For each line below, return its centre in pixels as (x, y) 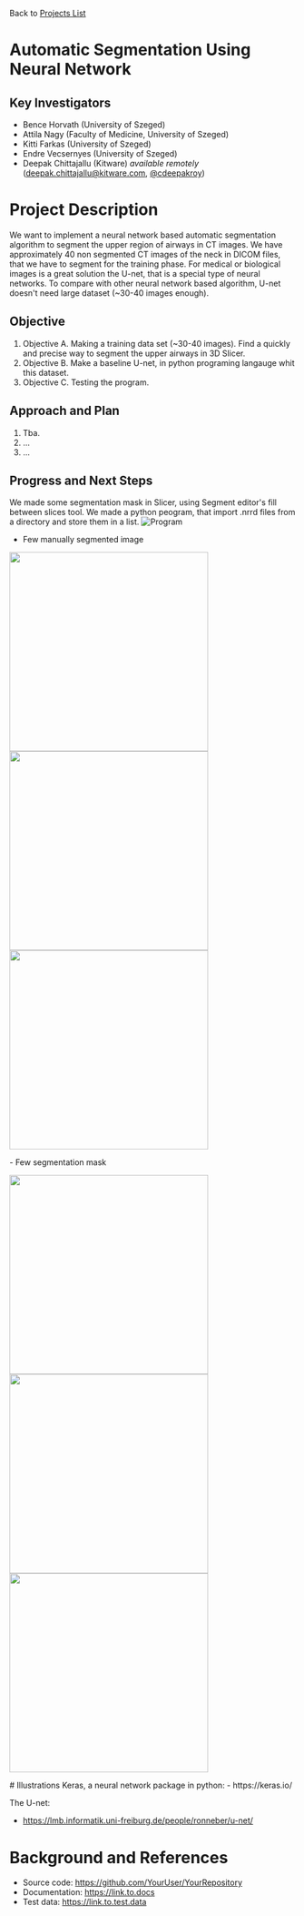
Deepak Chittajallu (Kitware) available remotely (111, 163)
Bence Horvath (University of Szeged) (94, 125)
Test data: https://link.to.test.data (84, 1902)
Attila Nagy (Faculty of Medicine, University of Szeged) (126, 134)
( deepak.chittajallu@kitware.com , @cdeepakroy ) (114, 173)
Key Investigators (60, 102)
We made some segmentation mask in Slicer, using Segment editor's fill (143, 502)
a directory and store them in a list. (74, 522)
